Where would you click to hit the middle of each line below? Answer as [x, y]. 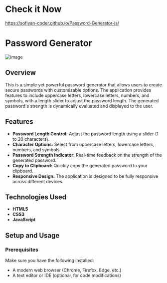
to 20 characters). [31, 139]
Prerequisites [22, 250]
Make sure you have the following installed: [50, 260]
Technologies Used [36, 197]
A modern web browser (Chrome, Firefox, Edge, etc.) [67, 270]
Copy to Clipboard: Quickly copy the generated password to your [80, 165]
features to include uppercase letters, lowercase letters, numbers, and [77, 95]
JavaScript [24, 220]
